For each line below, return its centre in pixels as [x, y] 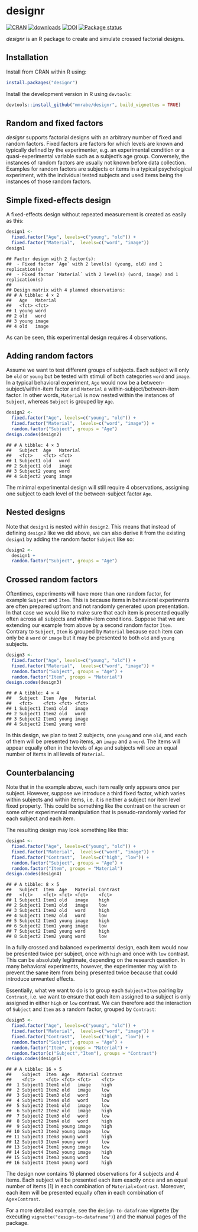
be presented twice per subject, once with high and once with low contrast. [98, 954]
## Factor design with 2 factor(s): [51, 259]
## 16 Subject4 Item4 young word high [59, 1163]
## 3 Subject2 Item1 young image [47, 719]
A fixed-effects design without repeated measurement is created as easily [96, 215]
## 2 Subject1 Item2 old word [46, 714]
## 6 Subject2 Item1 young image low [57, 926]
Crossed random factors [52, 579]
